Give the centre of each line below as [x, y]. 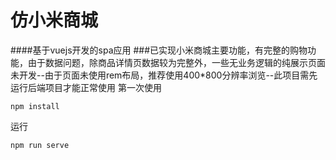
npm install [35, 106]
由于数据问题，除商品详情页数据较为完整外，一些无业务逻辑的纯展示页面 [176, 62]
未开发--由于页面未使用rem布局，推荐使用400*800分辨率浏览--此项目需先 [164, 75]
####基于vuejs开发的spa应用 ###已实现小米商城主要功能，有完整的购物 [159, 50]
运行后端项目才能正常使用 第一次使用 [86, 87]
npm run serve [40, 145]
